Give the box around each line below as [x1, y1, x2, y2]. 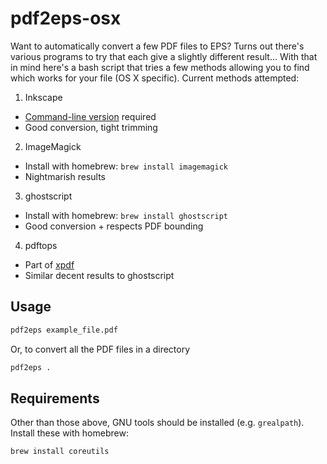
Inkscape [24, 91, 63, 103]
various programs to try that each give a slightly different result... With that [10, 50, 318, 62]
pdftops [24, 239, 58, 251]
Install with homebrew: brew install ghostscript [24, 209, 228, 221]
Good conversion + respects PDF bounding [24, 220, 204, 232]
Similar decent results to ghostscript [24, 269, 175, 281]
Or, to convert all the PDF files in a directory [10, 343, 191, 355]
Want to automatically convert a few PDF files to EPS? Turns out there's [10, 40, 305, 52]
